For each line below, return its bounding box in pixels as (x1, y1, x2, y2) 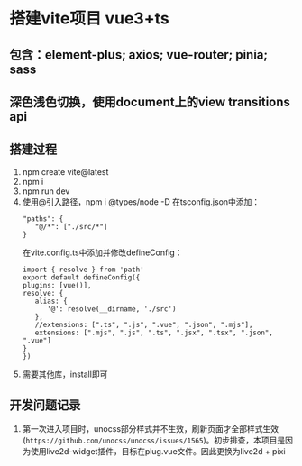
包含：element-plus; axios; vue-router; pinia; (9, 47, 269, 62)
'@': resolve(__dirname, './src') (46, 304, 177, 314)
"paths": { (22, 214, 64, 224)
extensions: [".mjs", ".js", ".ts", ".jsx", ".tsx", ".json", (34, 328, 273, 337)
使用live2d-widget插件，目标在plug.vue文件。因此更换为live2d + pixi (30, 445, 286, 456)
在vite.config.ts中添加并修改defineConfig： (22, 247, 183, 258)
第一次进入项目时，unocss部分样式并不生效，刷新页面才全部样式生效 (22, 423, 279, 434)
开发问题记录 (9, 397, 81, 413)
